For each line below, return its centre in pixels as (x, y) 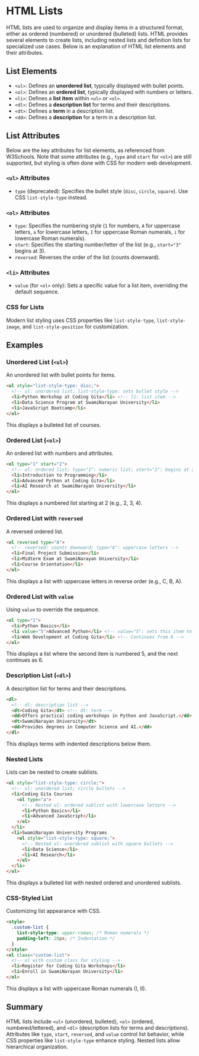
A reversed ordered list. (35, 531)
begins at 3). (30, 251)
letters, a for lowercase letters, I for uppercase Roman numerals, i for (100, 232)
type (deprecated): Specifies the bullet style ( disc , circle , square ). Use (101, 191)
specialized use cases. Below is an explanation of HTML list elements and (96, 46)
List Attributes (33, 136)
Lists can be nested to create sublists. (52, 772)
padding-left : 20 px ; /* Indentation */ (66, 938)
